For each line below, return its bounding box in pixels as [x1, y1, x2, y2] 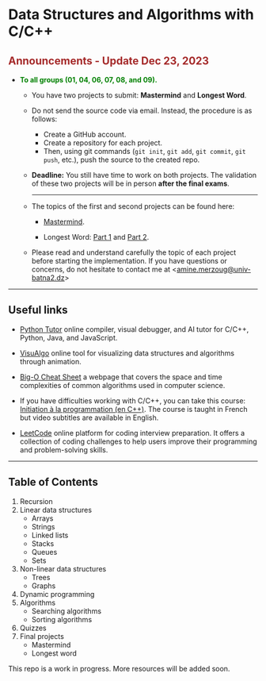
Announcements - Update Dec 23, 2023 [8, 54, 210, 67]
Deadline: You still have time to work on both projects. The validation [31, 171, 257, 179]
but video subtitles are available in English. [19, 413, 159, 422]
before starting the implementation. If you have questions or [31, 256, 228, 265]
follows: [31, 114, 58, 124]
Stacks [31, 538, 55, 548]
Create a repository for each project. [43, 138, 163, 148]
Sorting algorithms [31, 614, 93, 624]
